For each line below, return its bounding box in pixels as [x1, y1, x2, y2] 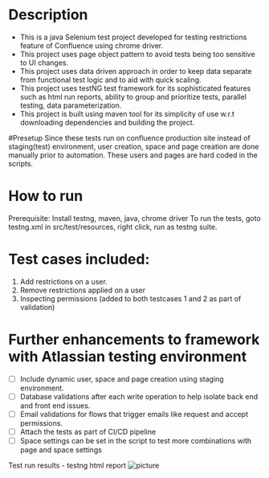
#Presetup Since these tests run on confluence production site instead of [8, 133, 251, 142]
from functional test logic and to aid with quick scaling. [19, 75, 202, 84]
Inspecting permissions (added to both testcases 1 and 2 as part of [19, 293, 242, 303]
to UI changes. [19, 58, 69, 67]
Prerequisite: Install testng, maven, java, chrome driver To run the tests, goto [8, 213, 261, 223]
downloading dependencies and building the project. [19, 117, 195, 127]
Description [8, 6, 88, 24]
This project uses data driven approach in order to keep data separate [19, 66, 252, 76]
